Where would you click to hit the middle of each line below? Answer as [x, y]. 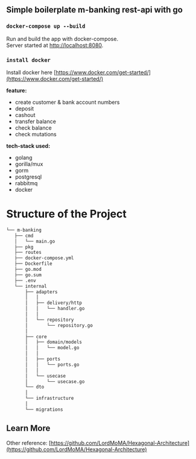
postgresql [28, 177]
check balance [33, 128]
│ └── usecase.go [55, 381]
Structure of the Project [66, 214]
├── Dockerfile [33, 264]
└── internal [30, 286]
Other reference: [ [29, 443]
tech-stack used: [28, 146]
